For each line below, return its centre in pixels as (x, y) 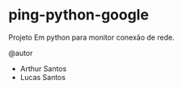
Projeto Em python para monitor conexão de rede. (92, 37)
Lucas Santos (43, 77)
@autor (21, 53)
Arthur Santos (43, 68)
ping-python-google (79, 15)
